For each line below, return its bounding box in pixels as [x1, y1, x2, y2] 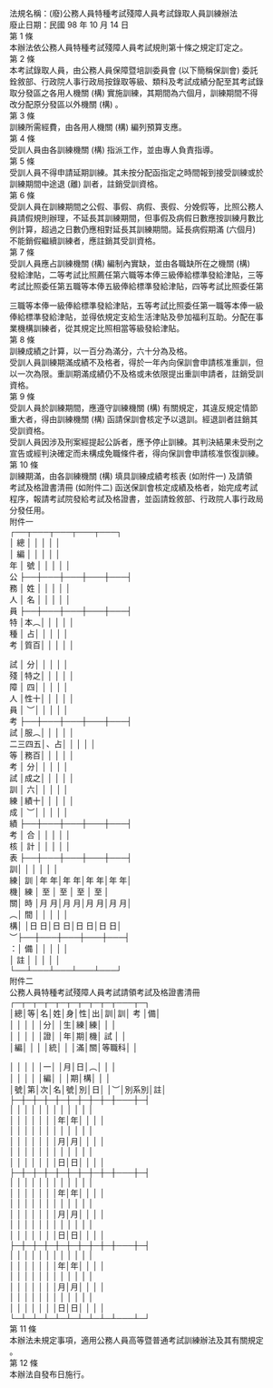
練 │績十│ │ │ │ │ [9, 795, 75, 806]
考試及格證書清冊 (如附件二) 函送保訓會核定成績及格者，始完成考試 [9, 482, 258, 493]
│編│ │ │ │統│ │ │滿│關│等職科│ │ [9, 1042, 139, 1052]
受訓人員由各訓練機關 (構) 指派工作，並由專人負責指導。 [9, 145, 219, 155]
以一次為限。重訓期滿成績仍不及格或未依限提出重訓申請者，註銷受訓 [9, 368, 264, 379]
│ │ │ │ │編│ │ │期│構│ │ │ [9, 1072, 112, 1083]
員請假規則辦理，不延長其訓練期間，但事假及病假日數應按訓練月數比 [9, 213, 264, 223]
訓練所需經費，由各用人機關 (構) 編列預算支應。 [9, 122, 188, 132]
